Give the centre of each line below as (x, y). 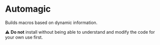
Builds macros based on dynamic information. (51, 22)
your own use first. (24, 37)
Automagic (28, 9)
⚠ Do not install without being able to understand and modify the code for (80, 32)
